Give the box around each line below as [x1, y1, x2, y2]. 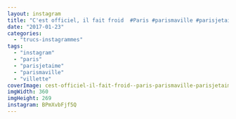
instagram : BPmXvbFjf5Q [7, 101, 77, 108]
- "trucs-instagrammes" [13, 36, 83, 43]
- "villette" [13, 75, 52, 83]
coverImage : [7, 82, 42, 89]
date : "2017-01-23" [7, 23, 65, 30]
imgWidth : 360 [7, 88, 49, 95]
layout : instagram [7, 10, 61, 17]
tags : [7, 43, 23, 50]
